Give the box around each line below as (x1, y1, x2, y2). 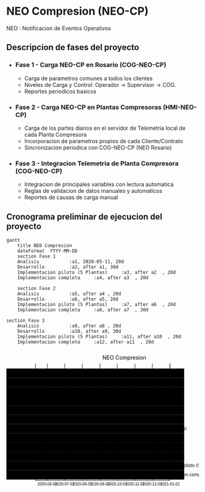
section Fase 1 (17, 253, 56, 259)
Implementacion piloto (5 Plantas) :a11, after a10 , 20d (17, 334, 182, 340)
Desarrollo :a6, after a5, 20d (17, 296, 119, 302)
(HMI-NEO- (162, 103, 197, 111)
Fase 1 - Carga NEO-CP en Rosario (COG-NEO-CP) (15, 61, 167, 69)
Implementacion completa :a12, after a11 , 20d (17, 339, 154, 345)
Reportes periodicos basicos (24, 88, 96, 95)
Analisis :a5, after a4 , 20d (17, 291, 121, 297)
